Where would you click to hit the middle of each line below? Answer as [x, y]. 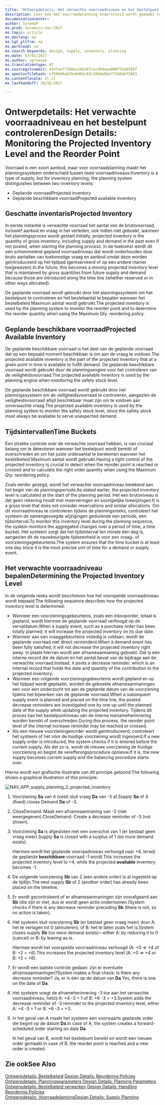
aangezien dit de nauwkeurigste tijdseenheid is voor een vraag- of [72, 537]
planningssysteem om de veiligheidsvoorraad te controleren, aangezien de [81, 395]
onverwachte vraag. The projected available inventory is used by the [74, 406]
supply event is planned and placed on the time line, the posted [76, 700]
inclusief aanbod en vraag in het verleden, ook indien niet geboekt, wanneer [82, 231]
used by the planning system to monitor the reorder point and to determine [81, 309]
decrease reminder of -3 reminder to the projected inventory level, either [86, 1003]
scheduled [23, 1028]
